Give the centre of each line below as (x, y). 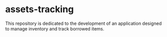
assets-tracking (40, 9)
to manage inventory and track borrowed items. (55, 28)
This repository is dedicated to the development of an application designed (83, 23)
